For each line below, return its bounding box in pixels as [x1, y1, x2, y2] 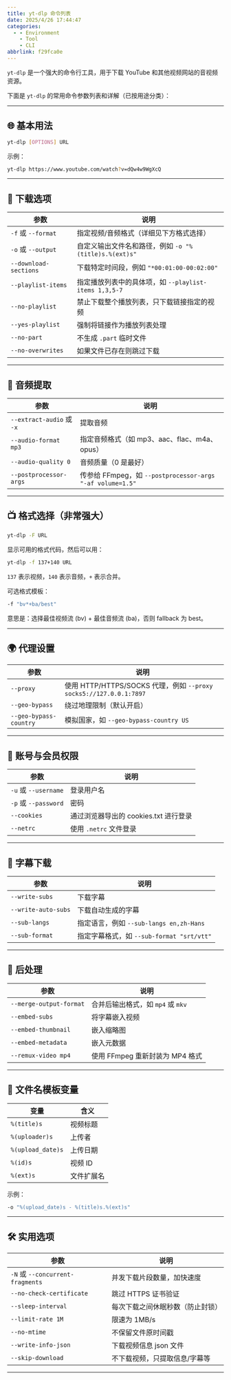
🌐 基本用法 [7, 120, 53, 131]
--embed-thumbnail [10, 1026, 71, 1033]
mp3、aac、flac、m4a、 [136, 434, 218, 444]
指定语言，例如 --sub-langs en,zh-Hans [77, 918, 205, 928]
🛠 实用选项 [7, 1231, 55, 1242]
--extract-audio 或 [10, 414, 73, 424]
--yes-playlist [10, 321, 60, 329]
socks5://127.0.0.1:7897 [64, 690, 146, 698]
